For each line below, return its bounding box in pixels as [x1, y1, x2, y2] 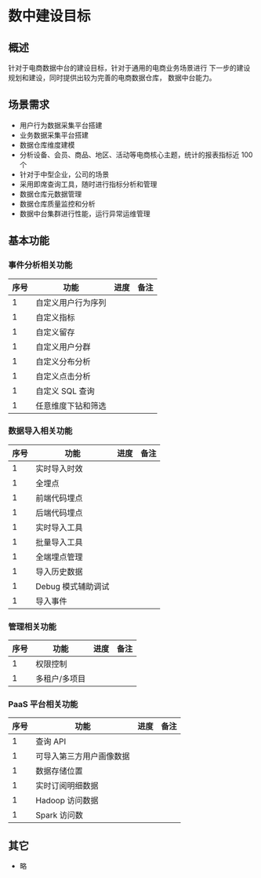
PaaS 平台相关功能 [8, 699, 78, 710]
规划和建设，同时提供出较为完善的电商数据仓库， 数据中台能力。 [8, 73, 216, 82]
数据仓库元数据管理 [19, 189, 82, 199]
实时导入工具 [35, 521, 84, 532]
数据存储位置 [35, 766, 84, 777]
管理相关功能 [8, 621, 57, 632]
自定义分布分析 [35, 356, 92, 367]
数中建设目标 [8, 7, 92, 25]
